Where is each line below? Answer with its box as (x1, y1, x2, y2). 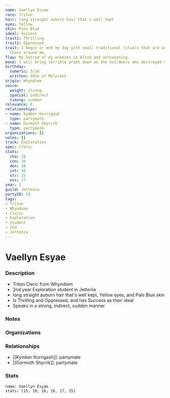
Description (5, 269, 35, 277)
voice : (5, 83, 19, 88)
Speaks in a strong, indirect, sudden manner (12, 303, 105, 309)
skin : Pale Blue (5, 26, 39, 32)
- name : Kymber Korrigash (5, 111, 60, 117)
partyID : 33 (5, 192, 30, 197)
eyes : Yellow (5, 21, 33, 27)
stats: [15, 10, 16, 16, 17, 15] (5, 388, 76, 393)
